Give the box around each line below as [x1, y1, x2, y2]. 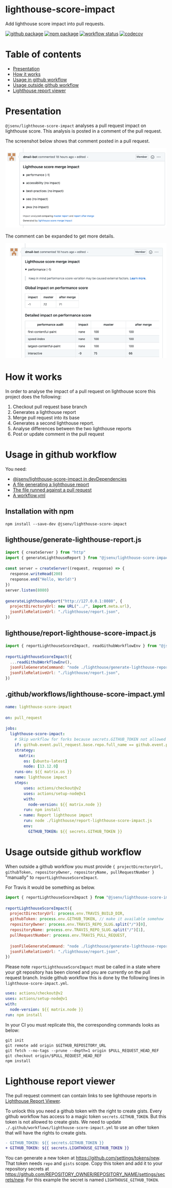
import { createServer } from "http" [5, 550, 86, 555]
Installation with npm [5, 507, 74, 516]
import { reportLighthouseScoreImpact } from [5, 894, 104, 900]
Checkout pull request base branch [12, 404, 88, 410]
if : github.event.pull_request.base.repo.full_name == [14, 742, 134, 747]
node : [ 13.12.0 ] [24, 764, 58, 769]
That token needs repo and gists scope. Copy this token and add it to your [5, 1160, 163, 1166]
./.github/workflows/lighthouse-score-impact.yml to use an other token [5, 1124, 160, 1130]
